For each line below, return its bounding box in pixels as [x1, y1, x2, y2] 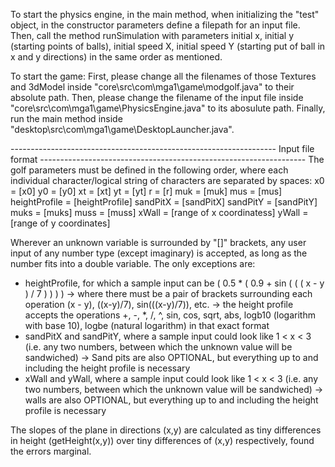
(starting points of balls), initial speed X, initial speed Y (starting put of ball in [10, 40, 326, 52]
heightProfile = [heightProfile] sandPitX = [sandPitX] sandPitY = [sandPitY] [10, 196, 318, 208]
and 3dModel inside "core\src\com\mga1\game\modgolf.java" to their [10, 81, 295, 93]
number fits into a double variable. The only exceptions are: [10, 258, 256, 269]
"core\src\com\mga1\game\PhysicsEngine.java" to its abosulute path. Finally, [10, 102, 326, 114]
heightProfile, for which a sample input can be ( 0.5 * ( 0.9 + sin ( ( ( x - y [24, 277, 325, 289]
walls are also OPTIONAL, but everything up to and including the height [24, 394, 319, 406]
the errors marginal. [10, 445, 92, 457]
